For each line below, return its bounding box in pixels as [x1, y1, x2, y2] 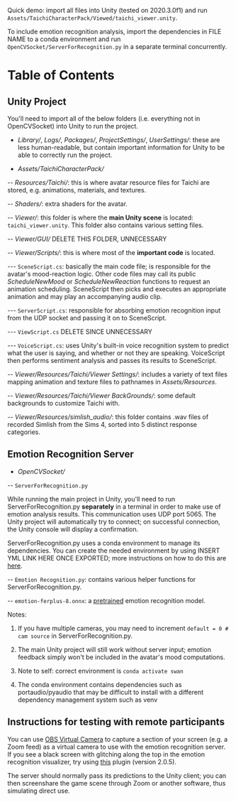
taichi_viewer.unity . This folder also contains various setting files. [7, 221, 204, 229]
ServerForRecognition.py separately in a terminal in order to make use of [7, 502, 221, 511]
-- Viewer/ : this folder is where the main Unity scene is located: [7, 213, 193, 222]
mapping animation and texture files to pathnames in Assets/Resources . [7, 378, 218, 386]
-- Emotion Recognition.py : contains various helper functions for [7, 575, 196, 583]
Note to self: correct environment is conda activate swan [17, 666, 184, 675]
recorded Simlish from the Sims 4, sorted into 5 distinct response [7, 421, 197, 428]
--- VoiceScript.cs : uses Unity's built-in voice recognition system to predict [7, 341, 229, 349]
